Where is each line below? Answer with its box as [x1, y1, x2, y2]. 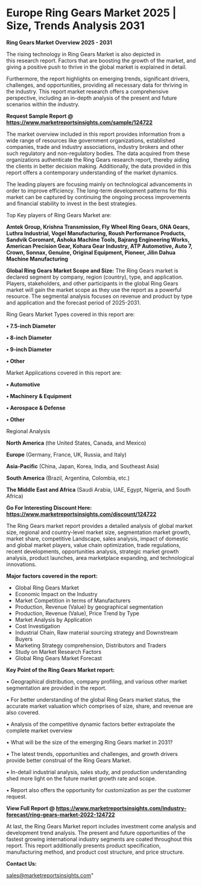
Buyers [14, 635, 33, 642]
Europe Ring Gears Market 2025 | [6, 6, 177, 20]
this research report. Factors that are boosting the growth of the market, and [6, 57, 196, 64]
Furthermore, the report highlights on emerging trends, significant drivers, [6, 75, 190, 82]
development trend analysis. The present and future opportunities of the [6, 829, 186, 836]
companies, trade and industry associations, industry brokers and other [6, 143, 184, 150]
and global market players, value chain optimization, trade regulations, [6, 541, 181, 548]
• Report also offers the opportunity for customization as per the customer [6, 786, 191, 793]
